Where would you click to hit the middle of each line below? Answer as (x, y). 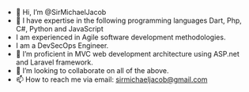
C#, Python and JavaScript (60, 29)
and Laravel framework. (54, 62)
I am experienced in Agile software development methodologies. (121, 37)
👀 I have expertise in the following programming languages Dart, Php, (129, 20)
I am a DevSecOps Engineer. (62, 46)
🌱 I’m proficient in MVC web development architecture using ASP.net (127, 54)
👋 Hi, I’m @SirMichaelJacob (61, 12)
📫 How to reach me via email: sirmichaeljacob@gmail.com (111, 79)
